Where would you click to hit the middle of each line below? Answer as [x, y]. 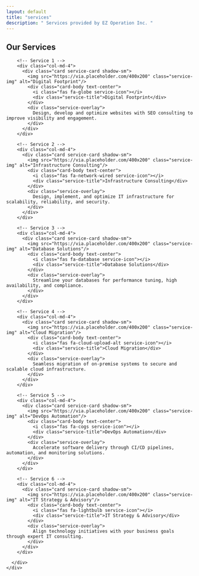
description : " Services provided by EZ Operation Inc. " [80, 23]
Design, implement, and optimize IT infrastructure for [103, 197]
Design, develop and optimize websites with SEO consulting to [113, 113]
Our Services [31, 47]
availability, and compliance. [45, 286]
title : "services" [29, 17]
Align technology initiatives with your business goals [103, 531]
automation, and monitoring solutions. [56, 453]
